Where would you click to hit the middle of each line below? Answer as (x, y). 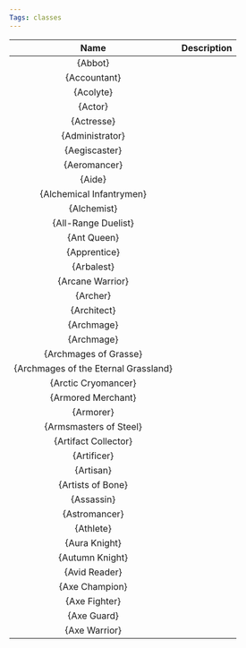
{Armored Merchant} (93, 397)
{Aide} (93, 179)
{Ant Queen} (93, 237)
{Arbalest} (93, 267)
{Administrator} (93, 135)
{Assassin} (93, 499)
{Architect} (93, 310)
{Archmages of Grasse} (93, 354)
